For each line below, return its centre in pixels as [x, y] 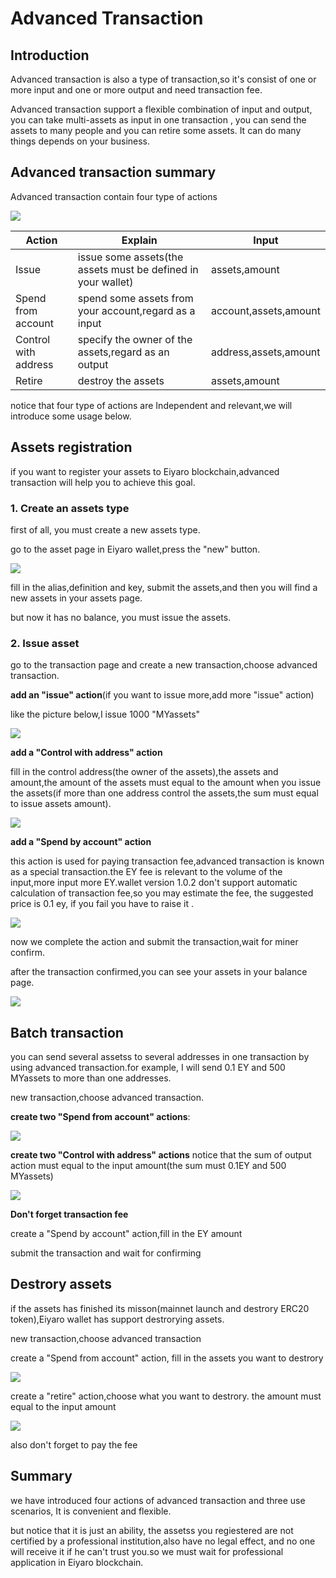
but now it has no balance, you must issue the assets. [121, 617]
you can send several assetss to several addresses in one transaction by [160, 1057]
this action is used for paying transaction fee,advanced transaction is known [167, 861]
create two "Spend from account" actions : [100, 1117]
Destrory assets [61, 1284]
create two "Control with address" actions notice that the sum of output [161, 1155]
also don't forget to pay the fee [74, 1444]
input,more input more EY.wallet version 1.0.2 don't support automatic [154, 883]
